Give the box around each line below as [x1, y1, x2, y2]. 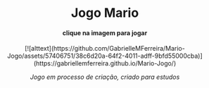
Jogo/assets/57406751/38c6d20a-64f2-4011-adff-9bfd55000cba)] [7, 51, 203, 61]
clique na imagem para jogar [62, 28, 148, 37]
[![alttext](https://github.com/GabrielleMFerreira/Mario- [25, 44, 185, 53]
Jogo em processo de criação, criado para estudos [30, 73, 180, 82]
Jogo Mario [70, 5, 139, 21]
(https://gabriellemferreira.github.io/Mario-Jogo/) [33, 59, 177, 68]
